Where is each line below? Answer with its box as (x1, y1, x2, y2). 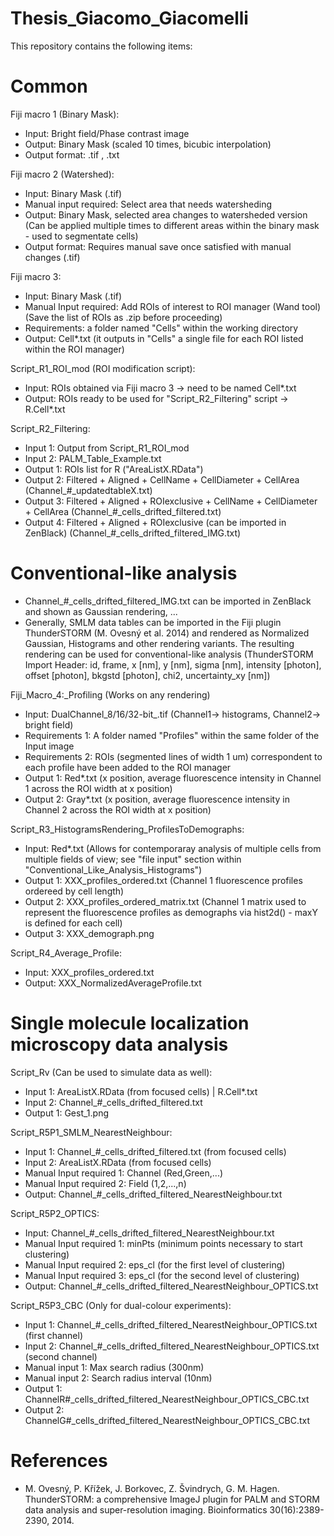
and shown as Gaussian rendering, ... (24, 605, 178, 617)
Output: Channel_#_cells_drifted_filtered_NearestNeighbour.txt (24, 1188, 283, 1200)
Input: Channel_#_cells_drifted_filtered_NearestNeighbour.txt (24, 1227, 275, 1239)
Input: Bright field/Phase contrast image (24, 127, 190, 139)
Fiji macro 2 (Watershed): (10, 168, 115, 180)
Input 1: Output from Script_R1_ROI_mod (24, 442, 190, 454)
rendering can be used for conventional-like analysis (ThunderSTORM (24, 648, 314, 660)
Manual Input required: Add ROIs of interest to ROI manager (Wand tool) (24, 300, 322, 312)
